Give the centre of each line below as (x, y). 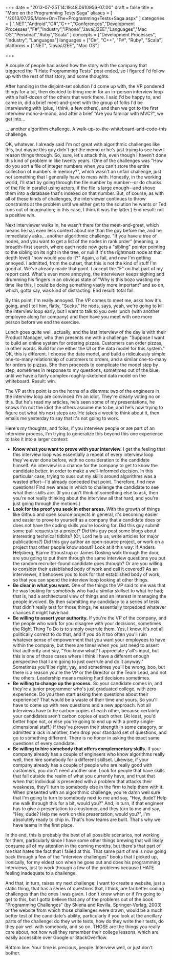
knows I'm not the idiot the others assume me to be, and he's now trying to (84, 407)
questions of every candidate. (44, 743)
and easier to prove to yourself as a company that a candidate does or (87, 520)
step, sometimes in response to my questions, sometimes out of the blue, (83, 370)
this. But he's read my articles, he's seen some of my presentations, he (80, 402)
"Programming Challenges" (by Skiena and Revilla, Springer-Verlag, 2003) (84, 905)
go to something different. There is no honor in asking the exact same (86, 738)
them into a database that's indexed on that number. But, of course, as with (84, 193)
